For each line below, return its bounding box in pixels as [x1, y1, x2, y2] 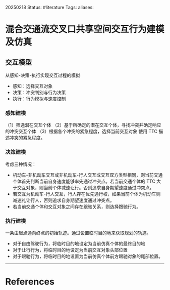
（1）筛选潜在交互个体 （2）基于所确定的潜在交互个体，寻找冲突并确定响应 [5, 122, 161, 128]
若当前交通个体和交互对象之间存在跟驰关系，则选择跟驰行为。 [12, 203, 141, 210]
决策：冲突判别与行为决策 [12, 90, 66, 95]
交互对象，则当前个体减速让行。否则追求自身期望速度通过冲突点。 [17, 184, 154, 190]
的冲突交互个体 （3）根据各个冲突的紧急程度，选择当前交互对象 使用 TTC [5, 129, 158, 135]
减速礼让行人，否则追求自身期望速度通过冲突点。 [12, 197, 115, 203]
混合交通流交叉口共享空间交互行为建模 [5, 24, 165, 35]
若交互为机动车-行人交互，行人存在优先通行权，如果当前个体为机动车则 [12, 191, 161, 197]
